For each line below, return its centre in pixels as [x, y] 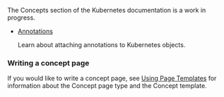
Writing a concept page [48, 63]
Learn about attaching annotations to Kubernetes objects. [101, 45]
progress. [21, 18]
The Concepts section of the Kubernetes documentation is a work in [107, 10]
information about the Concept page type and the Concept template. [107, 86]
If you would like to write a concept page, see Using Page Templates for [112, 78]
